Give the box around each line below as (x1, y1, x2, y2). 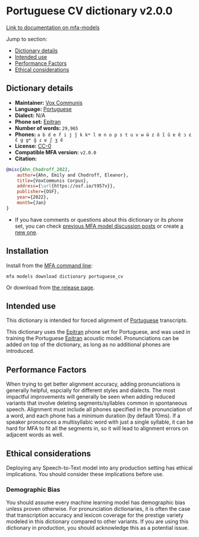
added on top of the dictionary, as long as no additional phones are (6, 341, 170, 348)
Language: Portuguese (14, 105, 72, 113)
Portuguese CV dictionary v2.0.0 (6, 4, 173, 18)
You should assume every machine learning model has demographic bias (6, 499, 185, 506)
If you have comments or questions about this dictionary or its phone (14, 216, 184, 223)
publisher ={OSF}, (17, 189, 60, 195)
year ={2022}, (17, 194, 49, 200)
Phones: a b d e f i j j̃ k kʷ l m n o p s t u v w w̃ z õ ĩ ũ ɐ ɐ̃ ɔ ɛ (14, 131, 192, 138)
